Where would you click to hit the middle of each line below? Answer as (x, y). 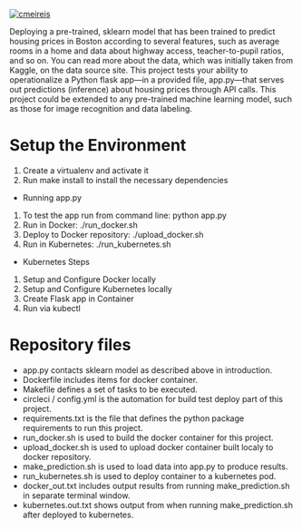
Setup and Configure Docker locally (89, 279)
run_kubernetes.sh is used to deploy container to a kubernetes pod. (149, 475)
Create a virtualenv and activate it (86, 170)
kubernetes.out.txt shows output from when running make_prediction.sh (157, 505)
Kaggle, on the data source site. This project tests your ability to (129, 70)
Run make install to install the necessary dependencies (125, 180)
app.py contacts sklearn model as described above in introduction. (147, 370)
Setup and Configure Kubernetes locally (97, 289)
